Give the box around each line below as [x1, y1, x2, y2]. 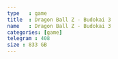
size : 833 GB [7, 41, 48, 48]
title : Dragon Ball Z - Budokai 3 [7, 16, 111, 23]
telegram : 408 [7, 35, 50, 42]
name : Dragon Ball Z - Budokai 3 [7, 22, 111, 29]
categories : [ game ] [7, 28, 63, 36]
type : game [7, 9, 48, 17]
